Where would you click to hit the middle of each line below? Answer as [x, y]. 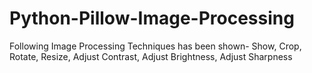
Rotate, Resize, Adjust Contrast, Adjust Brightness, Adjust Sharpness [151, 56]
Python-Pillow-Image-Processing [152, 18]
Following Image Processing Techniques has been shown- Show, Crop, [155, 46]
